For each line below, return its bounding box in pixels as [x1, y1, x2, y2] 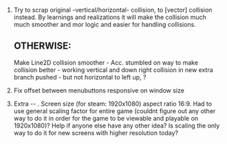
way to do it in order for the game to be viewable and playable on [13, 114, 199, 122]
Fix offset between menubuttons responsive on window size [13, 86, 184, 95]
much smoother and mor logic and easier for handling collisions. [13, 21, 196, 28]
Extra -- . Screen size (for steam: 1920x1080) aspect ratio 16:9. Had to [13, 99, 212, 108]
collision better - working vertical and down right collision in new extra [13, 65, 213, 74]
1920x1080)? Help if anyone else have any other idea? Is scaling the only [13, 121, 220, 130]
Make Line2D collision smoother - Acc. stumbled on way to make [13, 58, 198, 67]
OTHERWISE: [13, 40, 72, 52]
